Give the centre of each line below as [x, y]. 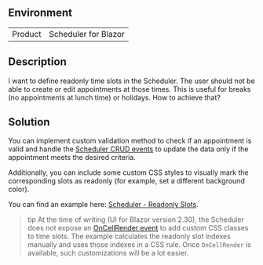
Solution [29, 122]
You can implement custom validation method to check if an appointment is [130, 141]
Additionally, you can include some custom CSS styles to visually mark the [128, 172]
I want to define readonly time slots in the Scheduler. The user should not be [131, 81]
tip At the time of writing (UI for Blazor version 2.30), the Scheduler [136, 220]
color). [19, 189]
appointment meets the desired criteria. [72, 158]
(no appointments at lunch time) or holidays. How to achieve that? [115, 97]
